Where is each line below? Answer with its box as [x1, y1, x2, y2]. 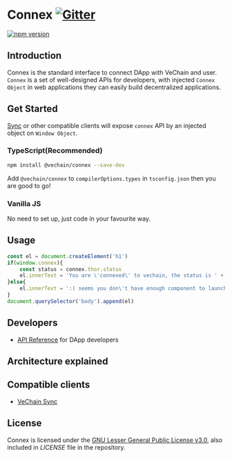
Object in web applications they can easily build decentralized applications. [7, 83, 221, 91]
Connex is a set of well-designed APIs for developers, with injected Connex [7, 75, 215, 84]
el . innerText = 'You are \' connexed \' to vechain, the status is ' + [19, 272, 224, 280]
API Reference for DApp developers [17, 336, 119, 344]
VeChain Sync [17, 397, 57, 405]
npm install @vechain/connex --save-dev [7, 161, 126, 169]
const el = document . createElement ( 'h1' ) [7, 253, 128, 259]
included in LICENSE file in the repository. [7, 443, 126, 451]
